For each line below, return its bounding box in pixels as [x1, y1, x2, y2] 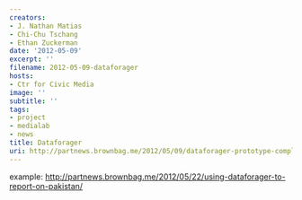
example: [9, 171, 43, 182]
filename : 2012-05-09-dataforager [9, 64, 139, 73]
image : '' [9, 88, 47, 97]
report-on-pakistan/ [9, 180, 84, 191]
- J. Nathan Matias [9, 22, 83, 30]
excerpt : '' [9, 55, 54, 64]
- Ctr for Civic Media [9, 80, 94, 89]
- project [9, 113, 47, 122]
